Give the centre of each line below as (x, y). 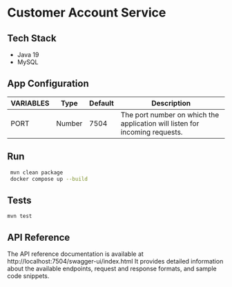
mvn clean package (37, 172)
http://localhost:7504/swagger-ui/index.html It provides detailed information (115, 261)
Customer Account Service (87, 13)
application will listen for (160, 123)
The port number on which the (170, 115)
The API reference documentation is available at (75, 254)
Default (101, 103)
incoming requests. (152, 132)
